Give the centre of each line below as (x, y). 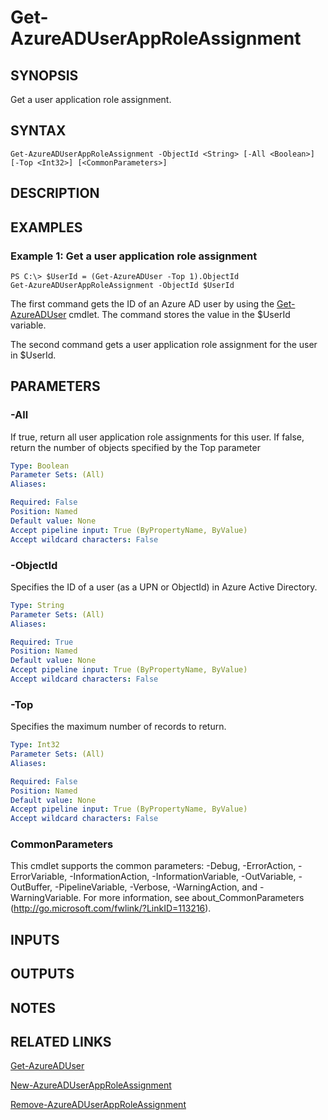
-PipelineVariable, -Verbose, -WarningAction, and (156, 887)
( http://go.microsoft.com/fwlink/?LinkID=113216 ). (111, 908)
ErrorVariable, (39, 877)
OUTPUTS (42, 974)
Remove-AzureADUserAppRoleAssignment (98, 1105)
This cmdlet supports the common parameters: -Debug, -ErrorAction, (153, 866)
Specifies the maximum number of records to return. (118, 727)
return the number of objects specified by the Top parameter (135, 447)
